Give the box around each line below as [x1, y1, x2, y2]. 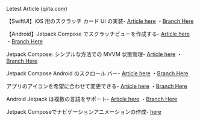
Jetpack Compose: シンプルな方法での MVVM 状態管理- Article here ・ [6, 51, 183, 58]
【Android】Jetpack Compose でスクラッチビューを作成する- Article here [6, 30, 190, 37]
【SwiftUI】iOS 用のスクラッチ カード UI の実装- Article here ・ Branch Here [6, 17, 194, 25]
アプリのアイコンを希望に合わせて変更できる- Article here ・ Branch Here [6, 82, 188, 90]
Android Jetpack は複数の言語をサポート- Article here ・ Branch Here [6, 96, 178, 102]
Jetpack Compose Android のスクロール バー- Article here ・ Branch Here [6, 70, 189, 77]
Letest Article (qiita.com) [6, 5, 67, 12]
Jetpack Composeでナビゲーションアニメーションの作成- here [6, 108, 161, 115]
